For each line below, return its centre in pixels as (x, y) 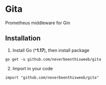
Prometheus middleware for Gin (38, 23)
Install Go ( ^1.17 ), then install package (51, 50)
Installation (23, 38)
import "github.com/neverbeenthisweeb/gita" (52, 78)
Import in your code (33, 68)
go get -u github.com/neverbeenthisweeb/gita (53, 59)
